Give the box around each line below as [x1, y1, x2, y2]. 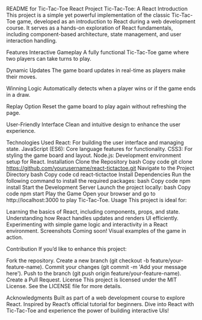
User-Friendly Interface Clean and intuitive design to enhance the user [6, 121, 181, 128]
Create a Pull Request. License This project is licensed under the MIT [6, 276, 177, 283]
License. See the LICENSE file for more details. [6, 283, 122, 289]
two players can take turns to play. [6, 55, 92, 62]
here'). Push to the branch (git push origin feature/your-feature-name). [6, 270, 182, 277]
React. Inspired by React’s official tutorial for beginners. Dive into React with [6, 301, 194, 307]
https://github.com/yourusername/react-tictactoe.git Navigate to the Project [6, 165, 195, 171]
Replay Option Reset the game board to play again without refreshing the [6, 103, 187, 110]
